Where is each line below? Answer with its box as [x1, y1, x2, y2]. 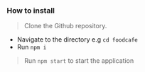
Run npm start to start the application [23, 56, 134, 65]
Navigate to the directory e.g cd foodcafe [16, 35, 138, 44]
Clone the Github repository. [23, 22, 107, 30]
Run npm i [16, 43, 47, 52]
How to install [6, 6, 55, 16]
